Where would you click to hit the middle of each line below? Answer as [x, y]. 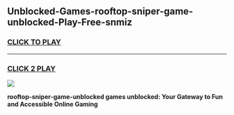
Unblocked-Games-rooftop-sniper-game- [100, 11]
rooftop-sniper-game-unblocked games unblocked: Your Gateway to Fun [115, 96]
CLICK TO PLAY [34, 43]
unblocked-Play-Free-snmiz [70, 23]
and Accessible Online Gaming [53, 104]
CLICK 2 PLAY [31, 68]
